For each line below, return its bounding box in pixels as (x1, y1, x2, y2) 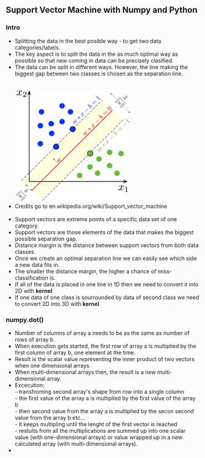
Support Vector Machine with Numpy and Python (6, 5, 198, 15)
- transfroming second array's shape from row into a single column (14, 387, 185, 395)
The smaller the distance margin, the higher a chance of (14, 267, 157, 275)
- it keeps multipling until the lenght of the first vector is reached (14, 420, 177, 428)
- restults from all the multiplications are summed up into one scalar (14, 427, 186, 434)
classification (14, 274, 48, 281)
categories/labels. (14, 44, 61, 51)
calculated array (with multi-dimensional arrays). (14, 440, 138, 447)
